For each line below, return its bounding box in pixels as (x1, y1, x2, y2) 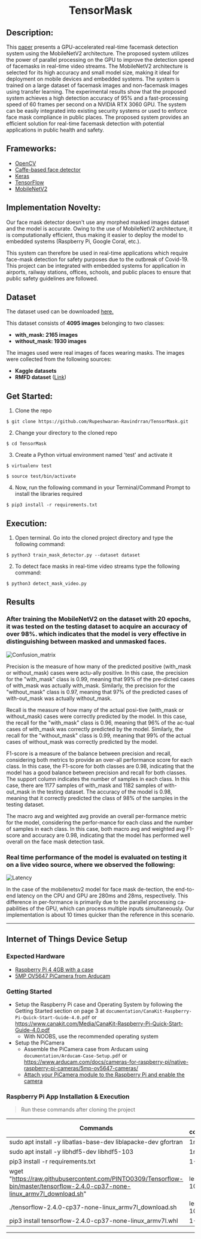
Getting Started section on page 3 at (14, 1007, 105, 1014)
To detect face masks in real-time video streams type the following (14, 562, 180, 570)
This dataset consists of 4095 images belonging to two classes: (6, 319, 165, 327)
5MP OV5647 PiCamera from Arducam (14, 972, 111, 979)
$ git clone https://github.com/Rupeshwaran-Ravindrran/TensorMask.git (6, 418, 188, 425)
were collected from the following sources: (6, 355, 112, 363)
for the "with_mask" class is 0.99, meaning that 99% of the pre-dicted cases (6, 675, 196, 683)
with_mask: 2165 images (14, 331, 78, 339)
